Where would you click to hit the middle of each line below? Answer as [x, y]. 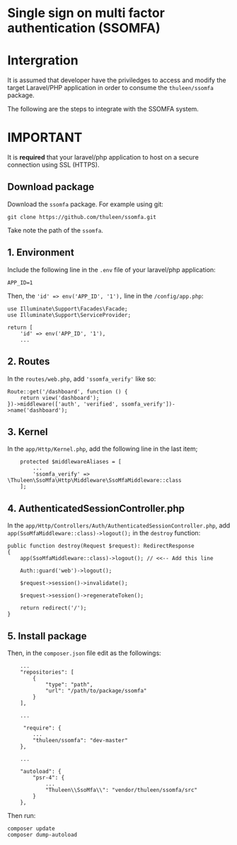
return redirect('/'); [53, 608]
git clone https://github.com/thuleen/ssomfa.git [82, 217]
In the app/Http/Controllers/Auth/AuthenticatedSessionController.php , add [119, 525]
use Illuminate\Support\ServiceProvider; [69, 315]
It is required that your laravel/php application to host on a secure [103, 157]
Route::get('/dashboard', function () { [68, 391]
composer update [31, 828]
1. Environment [41, 253]
